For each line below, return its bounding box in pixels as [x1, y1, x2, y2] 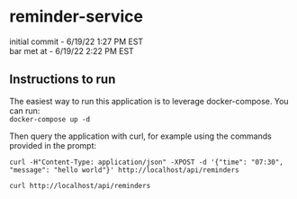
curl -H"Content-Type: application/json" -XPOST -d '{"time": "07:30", [9, 158, 283, 167]
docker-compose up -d [9, 114, 91, 123]
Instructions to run [9, 72, 116, 87]
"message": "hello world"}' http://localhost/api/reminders [9, 165, 240, 175]
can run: [9, 105, 40, 116]
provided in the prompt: [9, 140, 97, 150]
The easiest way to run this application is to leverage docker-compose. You [9, 95, 290, 106]
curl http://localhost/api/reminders [9, 181, 151, 190]
